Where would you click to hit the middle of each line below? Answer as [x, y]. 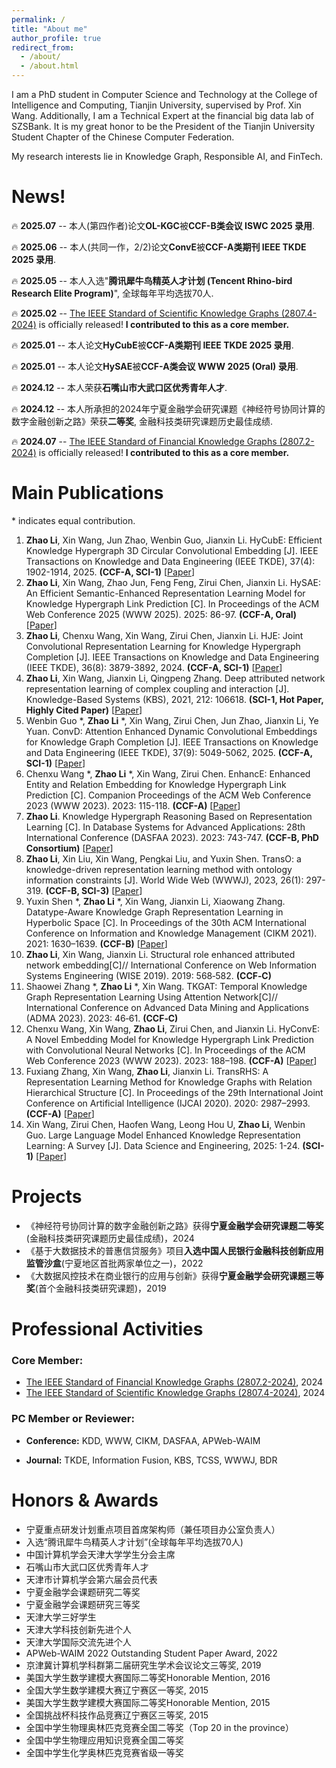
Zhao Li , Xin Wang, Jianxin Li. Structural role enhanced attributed [160, 954]
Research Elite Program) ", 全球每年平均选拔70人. [112, 293]
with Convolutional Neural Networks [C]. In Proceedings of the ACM [165, 1050]
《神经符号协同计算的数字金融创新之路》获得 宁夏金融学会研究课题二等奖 [174, 1225]
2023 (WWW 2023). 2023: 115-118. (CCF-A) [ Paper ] [133, 805]
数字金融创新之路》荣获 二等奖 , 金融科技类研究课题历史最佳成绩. [142, 421]
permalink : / [38, 19]
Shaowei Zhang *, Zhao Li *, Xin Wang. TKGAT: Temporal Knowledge [166, 986]
